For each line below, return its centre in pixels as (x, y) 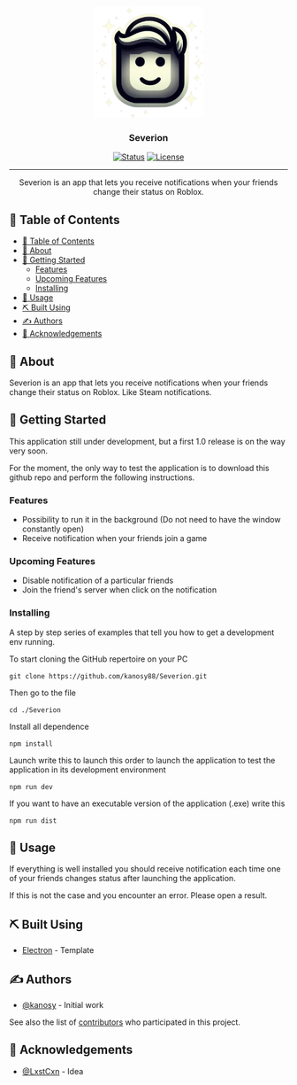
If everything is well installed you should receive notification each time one (145, 869)
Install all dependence (49, 726)
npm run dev (31, 787)
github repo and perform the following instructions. (102, 477)
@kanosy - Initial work (63, 1005)
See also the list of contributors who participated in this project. (125, 1022)
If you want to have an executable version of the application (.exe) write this (147, 803)
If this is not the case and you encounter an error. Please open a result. (138, 895)
